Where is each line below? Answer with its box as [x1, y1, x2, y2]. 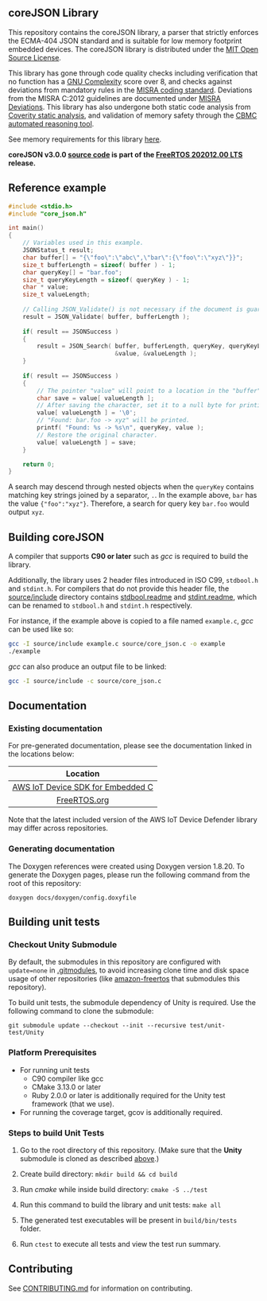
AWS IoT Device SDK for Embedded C [12, 782, 153, 793]
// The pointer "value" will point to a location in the [37, 386, 229, 394]
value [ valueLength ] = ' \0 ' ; [37, 409, 137, 417]
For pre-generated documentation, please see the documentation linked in [8, 741, 253, 751]
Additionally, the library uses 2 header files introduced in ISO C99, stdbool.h [8, 576, 258, 585]
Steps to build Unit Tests [8, 1127, 105, 1138]
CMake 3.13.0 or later [31, 1082, 102, 1092]
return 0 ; [22, 460, 56, 468]
